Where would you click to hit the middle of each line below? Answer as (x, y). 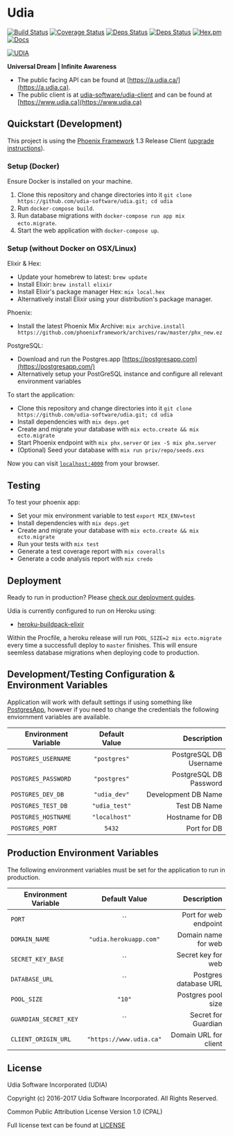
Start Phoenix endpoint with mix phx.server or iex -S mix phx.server (117, 442)
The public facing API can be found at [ (73, 80)
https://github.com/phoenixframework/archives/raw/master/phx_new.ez (120, 333)
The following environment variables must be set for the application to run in (116, 870)
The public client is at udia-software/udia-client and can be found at (115, 95)
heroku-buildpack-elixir (51, 624)
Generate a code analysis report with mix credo (85, 559)
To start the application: (41, 395)
